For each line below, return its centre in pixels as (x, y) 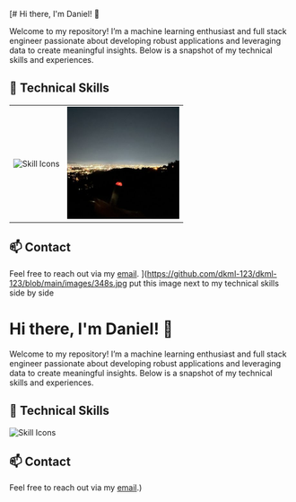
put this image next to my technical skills (204, 283)
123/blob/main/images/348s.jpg (68, 283)
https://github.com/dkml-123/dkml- (212, 273)
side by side (32, 293)
